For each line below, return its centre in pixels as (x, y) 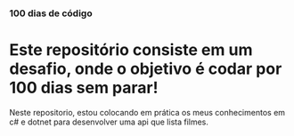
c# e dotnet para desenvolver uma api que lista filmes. (109, 122)
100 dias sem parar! (84, 88)
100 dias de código (51, 13)
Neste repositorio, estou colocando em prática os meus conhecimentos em (147, 112)
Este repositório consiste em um (131, 50)
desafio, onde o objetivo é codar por (146, 69)
